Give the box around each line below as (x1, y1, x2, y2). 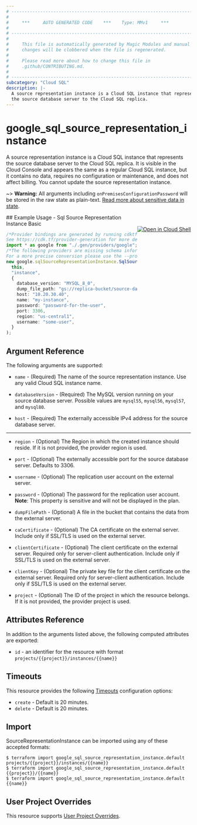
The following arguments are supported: (6, 362, 104, 368)
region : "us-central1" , (16, 313, 75, 320)
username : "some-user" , (16, 319, 75, 325)
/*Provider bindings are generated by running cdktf (6, 231, 138, 237)
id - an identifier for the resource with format (14, 648, 124, 655)
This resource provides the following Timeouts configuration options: (6, 687, 173, 694)
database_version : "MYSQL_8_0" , (16, 281, 96, 287)
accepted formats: (6, 744, 51, 751)
